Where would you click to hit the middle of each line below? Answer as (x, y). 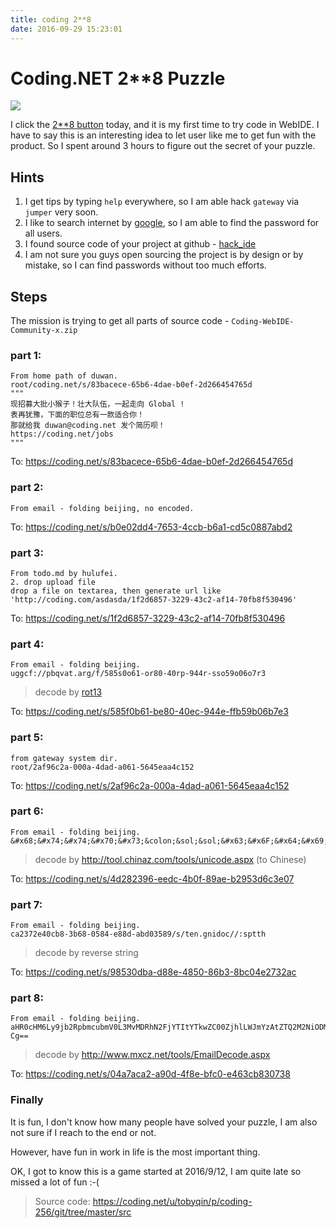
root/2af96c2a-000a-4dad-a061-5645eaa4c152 (102, 767)
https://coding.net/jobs (62, 434)
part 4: (27, 644)
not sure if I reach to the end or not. (83, 1132)
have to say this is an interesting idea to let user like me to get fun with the (163, 135)
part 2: (27, 488)
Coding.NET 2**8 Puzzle (118, 78)
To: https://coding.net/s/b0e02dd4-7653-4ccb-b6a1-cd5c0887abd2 (151, 527)
